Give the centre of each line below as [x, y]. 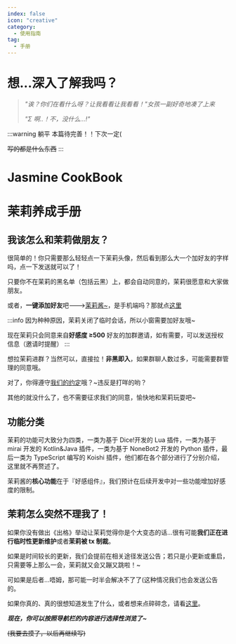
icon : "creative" [33, 20]
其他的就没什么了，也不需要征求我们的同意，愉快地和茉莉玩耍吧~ [102, 398]
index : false [26, 14]
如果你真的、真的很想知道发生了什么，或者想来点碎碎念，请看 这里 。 [106, 603]
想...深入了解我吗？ [63, 83]
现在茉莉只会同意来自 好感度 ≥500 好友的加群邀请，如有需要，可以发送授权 [116, 335]
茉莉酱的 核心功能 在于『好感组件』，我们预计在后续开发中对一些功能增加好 [113, 481]
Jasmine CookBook [65, 178]
